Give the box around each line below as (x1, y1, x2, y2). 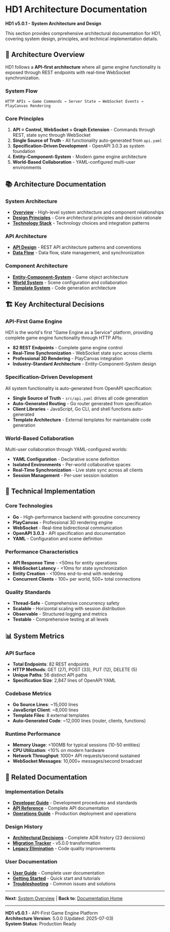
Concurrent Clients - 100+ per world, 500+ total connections (12, 576, 141, 582)
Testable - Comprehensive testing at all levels (12, 616, 109, 622)
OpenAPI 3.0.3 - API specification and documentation (12, 530, 125, 536)
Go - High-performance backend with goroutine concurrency (12, 514, 141, 520)
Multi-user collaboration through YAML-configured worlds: (5, 446, 127, 452)
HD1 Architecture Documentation (5, 4, 147, 15)
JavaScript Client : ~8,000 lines (12, 707, 78, 713)
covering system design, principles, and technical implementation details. (5, 36, 158, 42)
